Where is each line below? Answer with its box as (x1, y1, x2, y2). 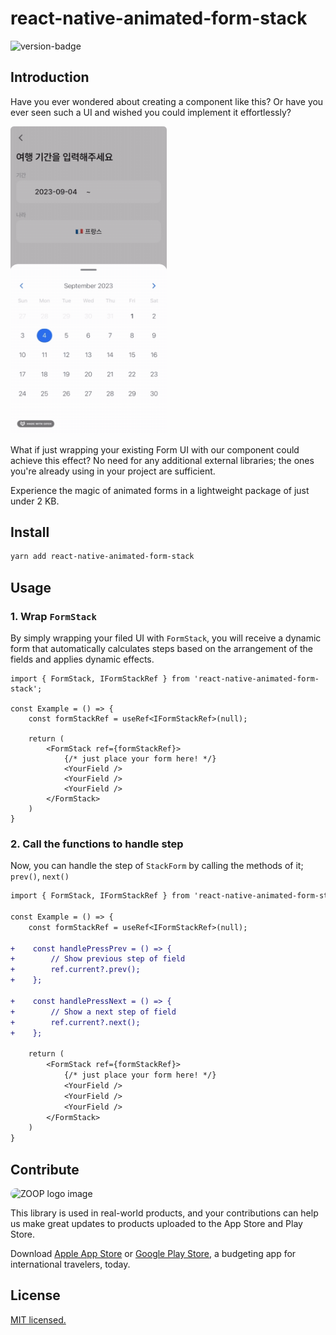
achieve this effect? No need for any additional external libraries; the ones (10, 454, 315, 466)
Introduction (10, 69, 90, 86)
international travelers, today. (10, 1258, 131, 1271)
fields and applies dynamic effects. (10, 653, 155, 665)
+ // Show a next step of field (10, 1007, 177, 1017)
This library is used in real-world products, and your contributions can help (10, 1207, 319, 1219)
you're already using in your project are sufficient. (10, 465, 216, 477)
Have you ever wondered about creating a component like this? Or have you (10, 95, 324, 107)
